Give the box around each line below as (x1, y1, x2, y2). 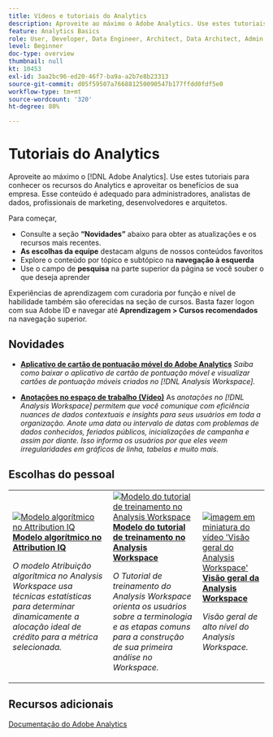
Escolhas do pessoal (8, 468, 115, 482)
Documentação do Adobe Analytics (8, 719, 128, 729)
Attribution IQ (12, 542, 67, 553)
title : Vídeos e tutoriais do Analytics (8, 11, 148, 20)
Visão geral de (201, 611, 258, 622)
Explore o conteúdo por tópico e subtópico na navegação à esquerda (19, 255, 254, 265)
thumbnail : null (8, 58, 63, 66)
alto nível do (201, 621, 249, 632)
